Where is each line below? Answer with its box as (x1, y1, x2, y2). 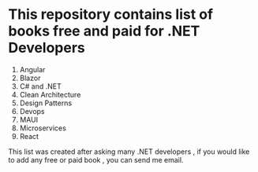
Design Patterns (19, 98, 73, 108)
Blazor (19, 73, 41, 82)
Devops (19, 106, 45, 115)
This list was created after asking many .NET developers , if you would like (8, 147, 250, 156)
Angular (19, 64, 46, 74)
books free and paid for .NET (8, 22, 200, 40)
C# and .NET (19, 81, 62, 91)
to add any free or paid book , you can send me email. (8, 155, 184, 164)
